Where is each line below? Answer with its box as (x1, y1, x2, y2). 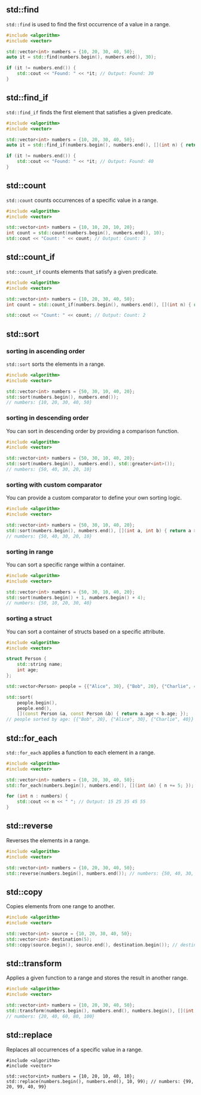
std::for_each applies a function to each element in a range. (6, 748, 156, 756)
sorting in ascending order (6, 347, 85, 355)
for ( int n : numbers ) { (6, 793, 68, 799)
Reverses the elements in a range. (6, 836, 90, 844)
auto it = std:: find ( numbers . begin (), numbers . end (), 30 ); (6, 54, 157, 60)
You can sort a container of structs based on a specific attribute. (6, 628, 166, 635)
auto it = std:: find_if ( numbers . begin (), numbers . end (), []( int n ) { (6, 142, 184, 148)
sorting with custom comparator (6, 480, 103, 489)
